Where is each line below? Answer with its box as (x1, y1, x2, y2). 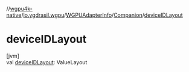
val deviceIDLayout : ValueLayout (6, 58, 88, 65)
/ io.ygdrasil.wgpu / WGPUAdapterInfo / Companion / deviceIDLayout (21, 11, 183, 19)
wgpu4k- (10, 5, 33, 12)
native (6, 11, 22, 19)
